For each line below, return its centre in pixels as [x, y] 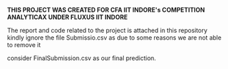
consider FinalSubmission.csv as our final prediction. [81, 58]
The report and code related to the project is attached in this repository [107, 30]
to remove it [24, 45]
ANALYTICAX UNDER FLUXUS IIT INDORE [67, 17]
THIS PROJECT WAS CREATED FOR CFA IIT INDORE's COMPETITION [106, 10]
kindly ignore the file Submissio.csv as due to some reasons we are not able [114, 38]
